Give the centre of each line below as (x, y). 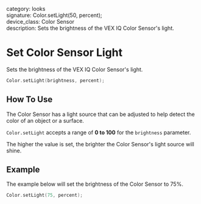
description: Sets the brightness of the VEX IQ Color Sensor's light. (90, 28)
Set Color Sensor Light (65, 53)
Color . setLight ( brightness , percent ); (55, 80)
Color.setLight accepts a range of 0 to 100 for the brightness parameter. (99, 132)
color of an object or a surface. (45, 120)
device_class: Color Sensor (41, 22)
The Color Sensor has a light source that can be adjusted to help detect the (100, 114)
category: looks (26, 9)
